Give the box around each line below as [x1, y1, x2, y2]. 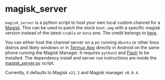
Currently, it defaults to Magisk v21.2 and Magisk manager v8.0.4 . [5, 69, 139, 75]
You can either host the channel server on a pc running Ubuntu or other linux [5, 39, 160, 45]
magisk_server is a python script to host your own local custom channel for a [5, 20, 161, 25]
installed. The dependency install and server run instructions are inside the [5, 55, 157, 60]
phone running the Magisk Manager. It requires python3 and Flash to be [5, 50, 149, 56]
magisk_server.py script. [5, 60, 55, 66]
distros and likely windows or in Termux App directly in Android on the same [5, 44, 160, 50]
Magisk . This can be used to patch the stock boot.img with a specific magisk [5, 24, 161, 30]
